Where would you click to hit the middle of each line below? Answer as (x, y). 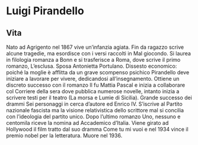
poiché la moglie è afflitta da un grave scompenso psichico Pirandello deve (98, 72)
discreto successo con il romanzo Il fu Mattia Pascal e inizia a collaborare (96, 85)
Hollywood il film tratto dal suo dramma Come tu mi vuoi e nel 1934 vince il (97, 129)
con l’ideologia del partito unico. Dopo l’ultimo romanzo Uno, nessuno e (93, 116)
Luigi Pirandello (45, 11)
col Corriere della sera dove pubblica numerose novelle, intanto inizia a (93, 91)
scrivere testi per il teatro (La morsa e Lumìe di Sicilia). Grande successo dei (99, 97)
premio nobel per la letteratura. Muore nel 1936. (64, 135)
